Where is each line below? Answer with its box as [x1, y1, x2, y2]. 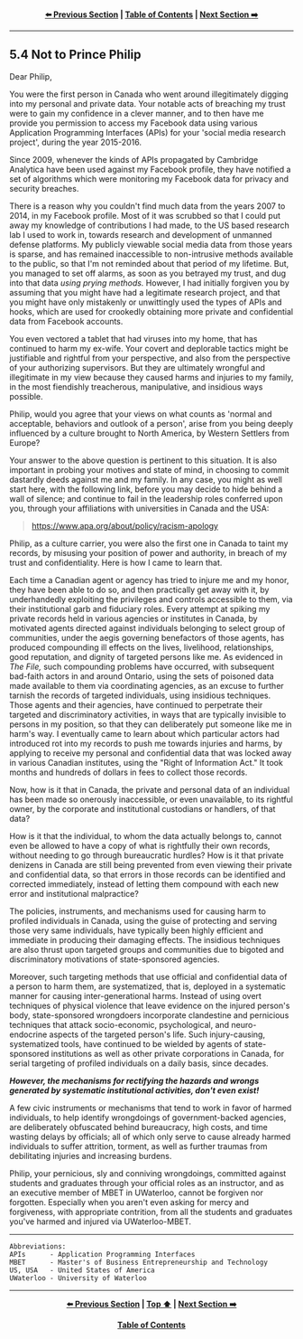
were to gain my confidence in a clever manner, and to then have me [9, 108, 264, 118]
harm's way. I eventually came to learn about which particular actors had [9, 728, 280, 739]
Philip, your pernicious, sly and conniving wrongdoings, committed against [9, 1167, 287, 1179]
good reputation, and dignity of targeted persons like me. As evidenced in [9, 651, 283, 662]
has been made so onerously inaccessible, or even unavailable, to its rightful [9, 794, 293, 805]
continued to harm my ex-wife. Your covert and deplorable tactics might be [9, 343, 289, 354]
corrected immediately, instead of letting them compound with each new [9, 878, 280, 890]
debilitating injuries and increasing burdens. [9, 1150, 172, 1161]
